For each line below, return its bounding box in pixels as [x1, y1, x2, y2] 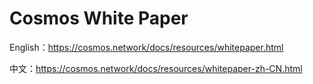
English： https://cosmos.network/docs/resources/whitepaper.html [9, 41, 284, 53]
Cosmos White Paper [9, 7, 189, 30]
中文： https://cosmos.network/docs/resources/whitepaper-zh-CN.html [9, 62, 303, 74]
